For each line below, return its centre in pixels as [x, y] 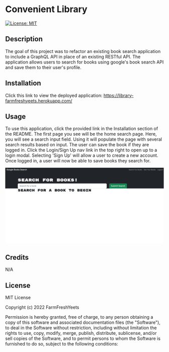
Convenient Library [46, 9]
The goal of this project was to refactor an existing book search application [83, 51]
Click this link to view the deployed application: [54, 95]
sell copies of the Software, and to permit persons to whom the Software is [83, 338]
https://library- [118, 95]
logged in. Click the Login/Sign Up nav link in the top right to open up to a [81, 150]
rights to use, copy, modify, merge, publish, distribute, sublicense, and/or [81, 333]
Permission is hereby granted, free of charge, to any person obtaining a [79, 317]
